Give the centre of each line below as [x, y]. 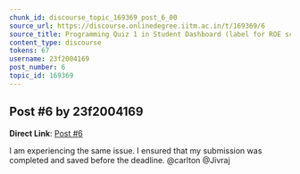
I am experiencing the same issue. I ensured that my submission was [136, 150]
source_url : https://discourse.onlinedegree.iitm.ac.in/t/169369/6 [137, 26]
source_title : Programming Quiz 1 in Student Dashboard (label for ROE [145, 34]
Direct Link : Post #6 [46, 133]
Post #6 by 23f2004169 [76, 112]
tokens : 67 [29, 51]
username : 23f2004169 [50, 59]
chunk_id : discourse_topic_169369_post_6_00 [93, 17]
